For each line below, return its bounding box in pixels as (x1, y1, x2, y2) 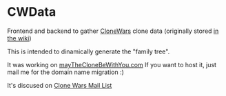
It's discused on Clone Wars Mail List (7, 81, 112, 89)
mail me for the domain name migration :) (7, 68, 124, 76)
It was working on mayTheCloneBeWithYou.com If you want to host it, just (7, 60, 217, 69)
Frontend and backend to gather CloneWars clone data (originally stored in (7, 27, 219, 35)
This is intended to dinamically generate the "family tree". (7, 47, 170, 56)
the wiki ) (7, 34, 32, 42)
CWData (7, 4, 56, 20)
